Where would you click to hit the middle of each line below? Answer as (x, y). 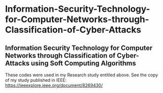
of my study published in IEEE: (36, 80)
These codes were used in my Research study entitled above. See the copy (82, 75)
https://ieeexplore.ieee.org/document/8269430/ (54, 85)
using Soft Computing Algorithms (83, 63)
